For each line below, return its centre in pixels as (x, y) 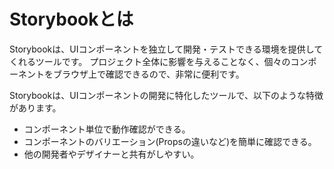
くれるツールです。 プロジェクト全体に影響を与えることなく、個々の (150, 61)
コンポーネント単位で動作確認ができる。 (107, 129)
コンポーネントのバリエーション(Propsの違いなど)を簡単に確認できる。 (170, 141)
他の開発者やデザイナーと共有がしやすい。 (111, 154)
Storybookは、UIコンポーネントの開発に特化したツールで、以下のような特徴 (166, 95)
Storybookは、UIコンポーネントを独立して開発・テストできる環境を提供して (166, 49)
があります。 (35, 107)
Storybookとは (71, 19)
